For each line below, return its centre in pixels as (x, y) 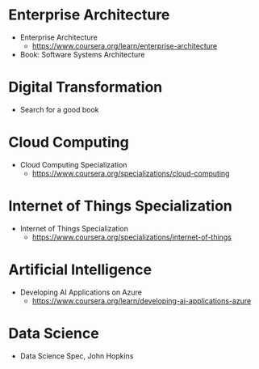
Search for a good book (59, 109)
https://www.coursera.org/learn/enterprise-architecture (125, 45)
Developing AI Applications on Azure (81, 292)
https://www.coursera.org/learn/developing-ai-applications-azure (142, 300)
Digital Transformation (86, 87)
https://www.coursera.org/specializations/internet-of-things (132, 237)
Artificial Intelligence (80, 269)
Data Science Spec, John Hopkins (77, 356)
